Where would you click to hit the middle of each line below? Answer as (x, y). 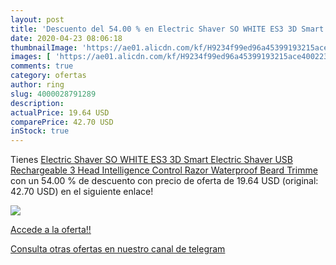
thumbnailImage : (44, 47)
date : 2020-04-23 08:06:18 (66, 38)
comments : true (42, 66)
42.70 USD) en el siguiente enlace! (82, 192)
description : (37, 103)
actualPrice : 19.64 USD (60, 112)
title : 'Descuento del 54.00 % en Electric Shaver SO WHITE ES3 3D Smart (167, 29)
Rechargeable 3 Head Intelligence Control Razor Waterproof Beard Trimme (164, 170)
